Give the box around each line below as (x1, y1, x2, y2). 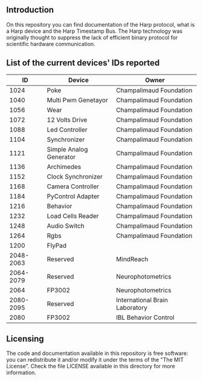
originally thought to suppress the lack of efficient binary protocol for (6, 33, 178, 41)
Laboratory (115, 303, 148, 311)
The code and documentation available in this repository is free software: (6, 350, 188, 357)
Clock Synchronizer (47, 172, 103, 181)
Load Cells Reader (47, 211, 99, 220)
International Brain (115, 296, 168, 304)
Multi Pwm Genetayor (47, 96, 108, 104)
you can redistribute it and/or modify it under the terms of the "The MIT (6, 356, 184, 363)
